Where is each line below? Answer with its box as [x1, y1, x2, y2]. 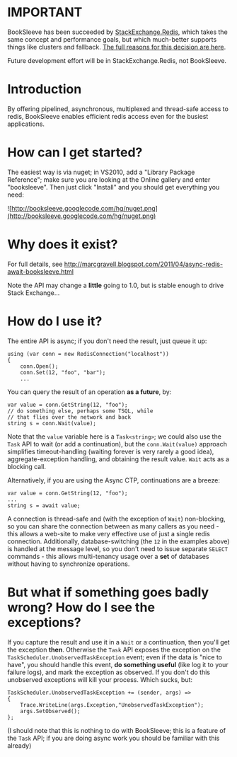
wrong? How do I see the [7, 599, 156, 616]
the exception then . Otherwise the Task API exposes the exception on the [7, 645, 221, 654]
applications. [7, 120, 45, 128]
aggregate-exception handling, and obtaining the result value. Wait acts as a [7, 454, 230, 463]
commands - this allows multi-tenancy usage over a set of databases [7, 552, 209, 560]
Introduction [7, 81, 82, 98]
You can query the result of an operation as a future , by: [7, 387, 172, 396]
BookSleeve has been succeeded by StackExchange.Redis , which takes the [7, 28, 228, 36]
